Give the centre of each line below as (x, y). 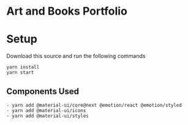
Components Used (43, 91)
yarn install (23, 67)
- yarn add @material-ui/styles (47, 116)
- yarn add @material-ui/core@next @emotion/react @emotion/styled (94, 105)
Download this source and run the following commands (76, 56)
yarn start (20, 73)
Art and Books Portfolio (67, 11)
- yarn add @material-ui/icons (46, 110)
